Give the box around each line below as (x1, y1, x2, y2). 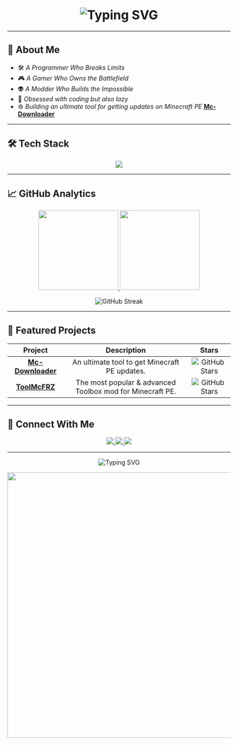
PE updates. (106, 366, 146, 376)
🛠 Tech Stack (7, 138, 69, 150)
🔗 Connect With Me (7, 418, 95, 430)
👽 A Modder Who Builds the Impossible (17, 84, 134, 93)
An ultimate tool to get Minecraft (72, 358, 179, 368)
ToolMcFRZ (16, 382, 55, 392)
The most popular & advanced (75, 377, 176, 387)
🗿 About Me (7, 44, 60, 56)
